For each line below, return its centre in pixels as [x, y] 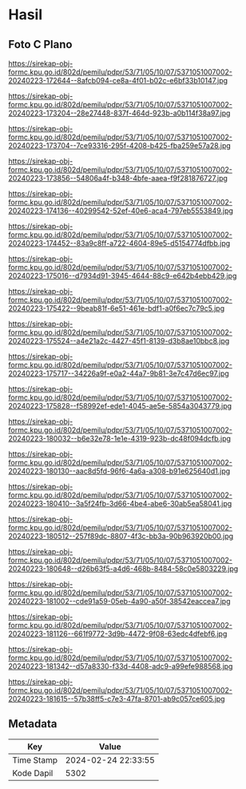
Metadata [33, 724]
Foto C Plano [40, 44]
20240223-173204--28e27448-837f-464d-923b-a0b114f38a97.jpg [119, 113]
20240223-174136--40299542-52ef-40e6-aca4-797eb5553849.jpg [121, 211]
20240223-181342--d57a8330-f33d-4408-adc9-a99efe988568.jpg [121, 666]
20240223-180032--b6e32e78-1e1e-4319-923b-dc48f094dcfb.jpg [120, 439]
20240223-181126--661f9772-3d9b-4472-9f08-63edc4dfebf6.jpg [118, 634]
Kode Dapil [33, 773]
